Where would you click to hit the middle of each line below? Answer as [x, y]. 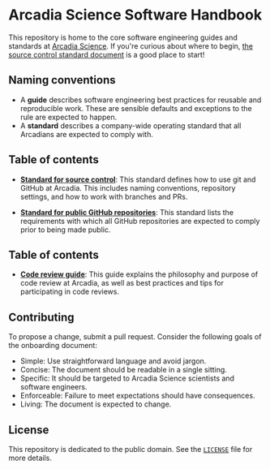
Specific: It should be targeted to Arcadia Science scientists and [127, 378]
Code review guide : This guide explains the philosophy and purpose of [139, 274]
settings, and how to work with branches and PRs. [104, 196]
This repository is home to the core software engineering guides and [123, 37]
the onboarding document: [53, 346]
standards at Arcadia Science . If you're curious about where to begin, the [131, 45]
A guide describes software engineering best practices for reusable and [141, 100]
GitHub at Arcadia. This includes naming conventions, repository [128, 187]
